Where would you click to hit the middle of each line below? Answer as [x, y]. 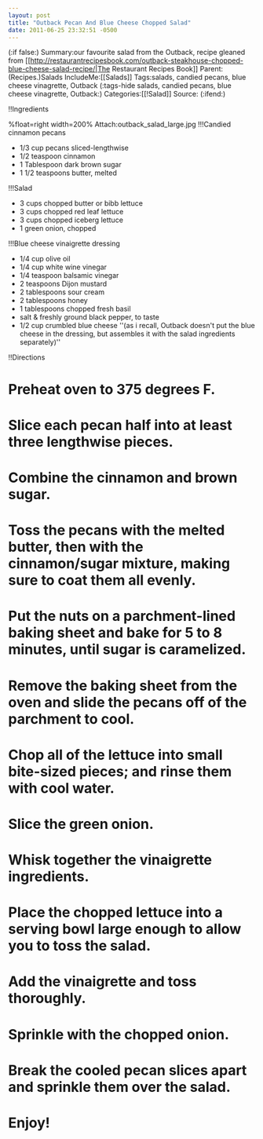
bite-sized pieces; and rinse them [120, 771]
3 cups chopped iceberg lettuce [71, 220]
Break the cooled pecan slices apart [128, 1070]
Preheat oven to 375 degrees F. [112, 389]
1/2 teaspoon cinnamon [57, 156]
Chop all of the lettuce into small [115, 755]
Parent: [212, 69]
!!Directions [27, 357]
